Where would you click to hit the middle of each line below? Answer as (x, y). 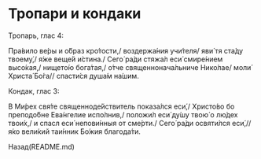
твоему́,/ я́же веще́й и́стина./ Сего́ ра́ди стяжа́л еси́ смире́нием (116, 59)
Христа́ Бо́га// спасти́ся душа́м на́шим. (74, 76)
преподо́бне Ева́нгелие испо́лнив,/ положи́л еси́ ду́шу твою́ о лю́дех (123, 114)
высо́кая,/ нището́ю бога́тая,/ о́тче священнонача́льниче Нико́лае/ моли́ (130, 67)
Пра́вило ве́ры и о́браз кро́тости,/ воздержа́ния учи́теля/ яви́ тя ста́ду (126, 50)
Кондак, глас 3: (34, 91)
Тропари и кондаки (75, 14)
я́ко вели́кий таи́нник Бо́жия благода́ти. (75, 131)
